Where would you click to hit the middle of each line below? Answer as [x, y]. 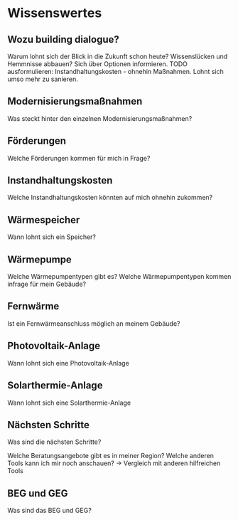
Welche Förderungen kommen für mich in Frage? [79, 158]
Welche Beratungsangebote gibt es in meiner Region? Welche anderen [111, 456]
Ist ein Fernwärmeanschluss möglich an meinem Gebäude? [94, 323]
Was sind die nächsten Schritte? [54, 442]
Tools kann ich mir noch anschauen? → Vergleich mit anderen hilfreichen [114, 463]
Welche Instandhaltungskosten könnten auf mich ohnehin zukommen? [110, 198]
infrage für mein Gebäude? [47, 284]
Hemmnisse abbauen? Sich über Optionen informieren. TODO [98, 64]
